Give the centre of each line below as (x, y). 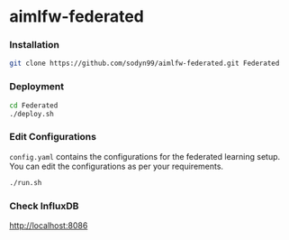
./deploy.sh (32, 114)
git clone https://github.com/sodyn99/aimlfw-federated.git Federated (144, 64)
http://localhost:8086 (49, 225)
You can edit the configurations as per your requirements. (116, 166)
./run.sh (26, 182)
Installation (35, 45)
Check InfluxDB (44, 206)
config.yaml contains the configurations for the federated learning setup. (145, 156)
